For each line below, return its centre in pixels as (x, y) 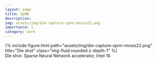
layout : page (18, 9)
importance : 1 (19, 27)
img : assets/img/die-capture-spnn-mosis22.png (53, 23)
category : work (20, 32)
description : (18, 18)
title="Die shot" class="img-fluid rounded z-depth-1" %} (61, 50)
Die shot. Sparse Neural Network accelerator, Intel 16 (58, 56)
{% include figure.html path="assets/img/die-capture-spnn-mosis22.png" (79, 45)
